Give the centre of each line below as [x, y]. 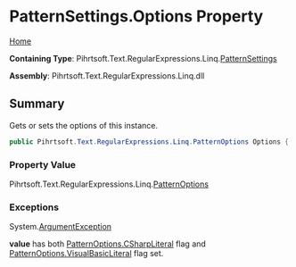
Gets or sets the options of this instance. [84, 125]
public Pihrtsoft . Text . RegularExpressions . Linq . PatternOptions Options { [149, 142]
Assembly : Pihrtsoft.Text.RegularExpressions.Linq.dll [107, 75]
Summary [37, 104]
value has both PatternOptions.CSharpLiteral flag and [108, 244]
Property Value [43, 164]
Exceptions [34, 207]
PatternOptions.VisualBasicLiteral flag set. [86, 254]
